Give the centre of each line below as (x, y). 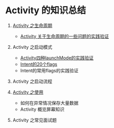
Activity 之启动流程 (32, 81)
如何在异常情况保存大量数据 (49, 103)
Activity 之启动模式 (32, 47)
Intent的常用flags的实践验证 (49, 70)
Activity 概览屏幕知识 (42, 109)
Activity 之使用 (28, 92)
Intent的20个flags (39, 64)
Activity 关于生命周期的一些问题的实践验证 (65, 36)
